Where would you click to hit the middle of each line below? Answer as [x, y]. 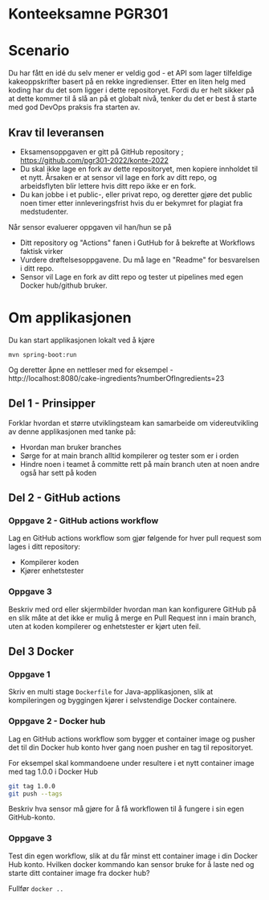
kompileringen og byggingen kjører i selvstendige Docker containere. [122, 701]
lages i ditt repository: [44, 546]
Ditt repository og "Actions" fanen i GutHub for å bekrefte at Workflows [137, 243]
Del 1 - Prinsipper [52, 404]
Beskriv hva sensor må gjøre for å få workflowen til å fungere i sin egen [126, 809]
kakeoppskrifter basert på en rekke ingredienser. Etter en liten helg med [127, 82]
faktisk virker [41, 251]
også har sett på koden [58, 472]
